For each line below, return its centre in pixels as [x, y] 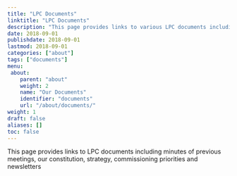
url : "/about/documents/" [58, 106]
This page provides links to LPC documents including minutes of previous [114, 151]
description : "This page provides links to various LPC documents [107, 27]
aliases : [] [25, 125]
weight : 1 [22, 112]
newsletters [24, 167]
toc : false [23, 132]
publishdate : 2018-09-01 [44, 40]
